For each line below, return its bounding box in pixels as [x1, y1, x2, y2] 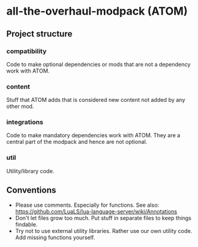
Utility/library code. [6, 167, 55, 174]
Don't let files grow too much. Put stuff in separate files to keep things [15, 214, 191, 221]
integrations [6, 118, 44, 126]
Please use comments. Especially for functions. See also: [15, 201, 159, 209]
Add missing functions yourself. [15, 234, 95, 241]
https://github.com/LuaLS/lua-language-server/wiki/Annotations [15, 207, 177, 215]
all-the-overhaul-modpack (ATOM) [6, 4, 188, 18]
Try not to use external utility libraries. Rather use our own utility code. [15, 227, 193, 234]
